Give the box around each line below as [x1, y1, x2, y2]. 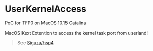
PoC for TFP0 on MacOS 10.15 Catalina [5, 20, 86, 26]
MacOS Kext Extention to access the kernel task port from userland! [5, 30, 148, 36]
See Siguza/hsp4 [17, 39, 54, 46]
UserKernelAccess [5, 3, 86, 15]
